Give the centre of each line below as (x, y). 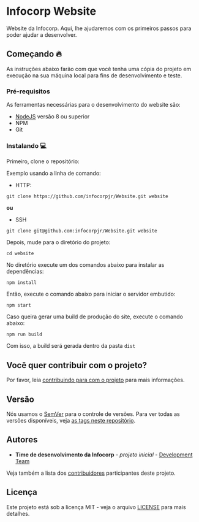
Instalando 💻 (27, 145)
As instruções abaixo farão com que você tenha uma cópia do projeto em (99, 69)
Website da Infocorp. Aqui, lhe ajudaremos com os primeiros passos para (99, 28)
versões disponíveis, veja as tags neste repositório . (71, 420)
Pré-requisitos (28, 91)
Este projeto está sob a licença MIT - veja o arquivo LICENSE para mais (96, 507)
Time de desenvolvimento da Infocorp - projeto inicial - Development (104, 455)
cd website (20, 254)
